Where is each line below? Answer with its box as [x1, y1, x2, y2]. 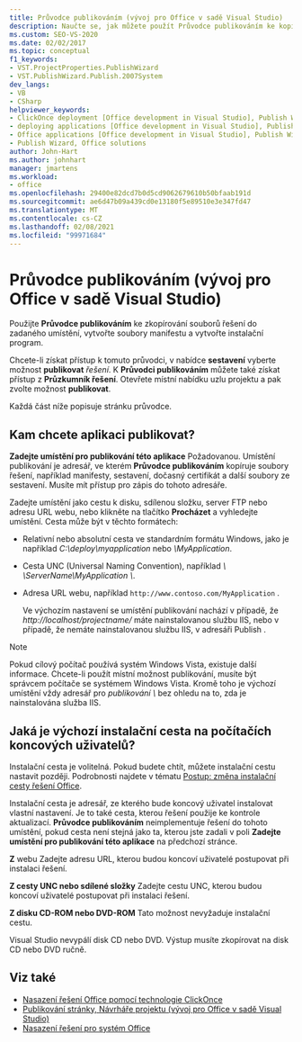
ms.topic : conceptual [9, 47, 91, 56]
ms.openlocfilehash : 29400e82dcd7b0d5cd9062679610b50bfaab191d [9, 189, 252, 198]
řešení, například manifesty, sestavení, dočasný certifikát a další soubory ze [9, 470, 290, 481]
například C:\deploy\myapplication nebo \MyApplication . [22, 543, 233, 554]
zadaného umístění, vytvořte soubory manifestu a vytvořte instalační [9, 328, 263, 338]
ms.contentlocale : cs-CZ [9, 213, 102, 223]
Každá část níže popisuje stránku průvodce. [9, 401, 173, 412]
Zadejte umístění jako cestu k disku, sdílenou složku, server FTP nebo [9, 497, 268, 508]
